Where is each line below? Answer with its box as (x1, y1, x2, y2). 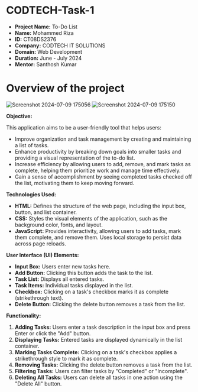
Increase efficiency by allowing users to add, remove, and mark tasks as (14, 160, 191, 167)
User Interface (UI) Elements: (6, 251, 79, 258)
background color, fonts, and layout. (14, 221, 103, 228)
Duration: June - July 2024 (14, 54, 82, 61)
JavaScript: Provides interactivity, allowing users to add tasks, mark (14, 227, 181, 234)
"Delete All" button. (14, 380, 62, 387)
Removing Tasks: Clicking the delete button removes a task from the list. (14, 361, 193, 368)
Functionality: (6, 312, 41, 319)
